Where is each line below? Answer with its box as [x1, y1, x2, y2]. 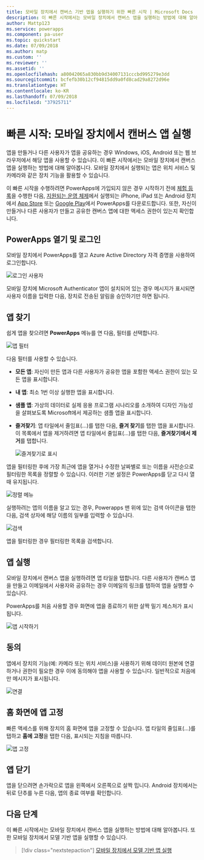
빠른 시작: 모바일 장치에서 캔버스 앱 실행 [6, 127, 192, 141]
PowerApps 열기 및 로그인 [6, 234, 101, 244]
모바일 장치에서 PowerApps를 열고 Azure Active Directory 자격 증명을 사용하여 [6, 252, 195, 259]
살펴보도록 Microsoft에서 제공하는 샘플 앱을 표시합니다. [21, 409, 153, 416]
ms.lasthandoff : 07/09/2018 [6, 94, 78, 100]
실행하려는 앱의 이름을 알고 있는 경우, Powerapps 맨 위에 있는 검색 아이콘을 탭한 [6, 504, 196, 511]
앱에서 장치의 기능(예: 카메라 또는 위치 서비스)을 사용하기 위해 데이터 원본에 [6, 659, 183, 667]
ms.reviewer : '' [6, 60, 47, 66]
